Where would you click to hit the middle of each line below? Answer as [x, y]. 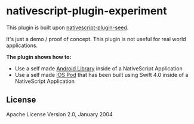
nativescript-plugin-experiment [87, 11]
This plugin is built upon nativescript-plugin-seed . [67, 27]
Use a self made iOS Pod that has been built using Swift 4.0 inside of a [101, 75]
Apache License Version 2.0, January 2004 [60, 114]
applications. [22, 45]
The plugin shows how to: [39, 57]
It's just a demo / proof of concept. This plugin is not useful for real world [96, 39]
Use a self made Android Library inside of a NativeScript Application [99, 68]
